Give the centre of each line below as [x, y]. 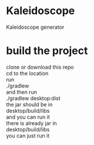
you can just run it [28, 136]
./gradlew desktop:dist [33, 98]
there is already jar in [31, 123]
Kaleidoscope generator [35, 27]
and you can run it [28, 117]
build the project [47, 51]
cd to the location [27, 73]
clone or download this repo [40, 67]
